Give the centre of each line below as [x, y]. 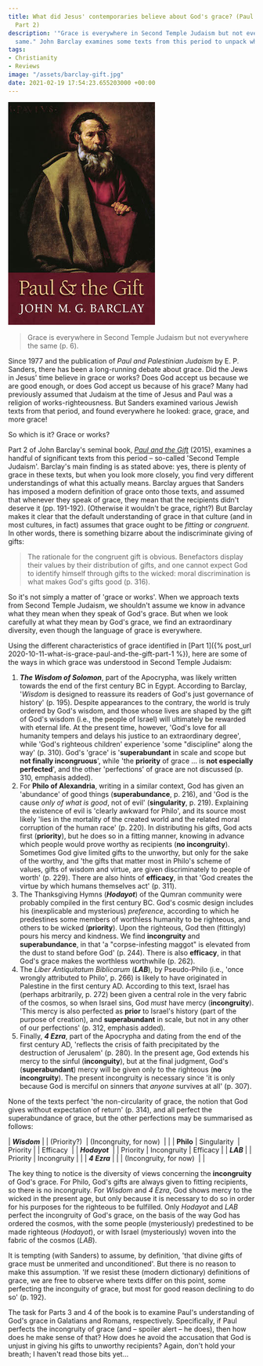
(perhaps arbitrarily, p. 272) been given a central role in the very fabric [133, 994]
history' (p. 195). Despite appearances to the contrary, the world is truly [135, 702]
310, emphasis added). [56, 777]
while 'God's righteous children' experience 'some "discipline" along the [136, 744]
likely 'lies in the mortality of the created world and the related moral [130, 819]
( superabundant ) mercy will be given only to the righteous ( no [120, 1069]
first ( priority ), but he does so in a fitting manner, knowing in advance [132, 835]
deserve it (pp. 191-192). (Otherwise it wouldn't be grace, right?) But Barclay [130, 508]
